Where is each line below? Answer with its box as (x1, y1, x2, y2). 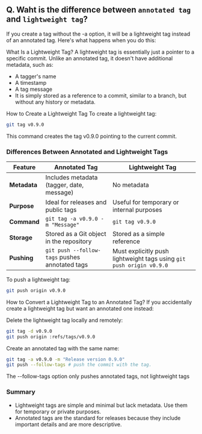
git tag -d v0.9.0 (6, 328, 52, 334)
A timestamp (14, 79, 47, 86)
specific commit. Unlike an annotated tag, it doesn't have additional (6, 54, 173, 62)
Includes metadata (45, 173, 98, 181)
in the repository (45, 237, 92, 246)
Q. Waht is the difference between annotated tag (6, 5, 191, 15)
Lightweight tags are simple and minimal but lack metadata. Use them (14, 401, 188, 409)
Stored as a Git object (45, 229, 106, 238)
